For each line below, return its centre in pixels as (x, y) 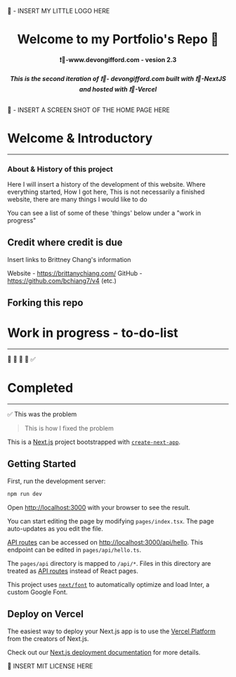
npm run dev (25, 494)
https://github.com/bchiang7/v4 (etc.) (62, 280)
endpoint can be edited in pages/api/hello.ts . (74, 549)
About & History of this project (60, 169)
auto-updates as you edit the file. (55, 528)
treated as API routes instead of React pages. (73, 571)
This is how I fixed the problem (69, 428)
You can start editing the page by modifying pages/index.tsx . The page (111, 521)
